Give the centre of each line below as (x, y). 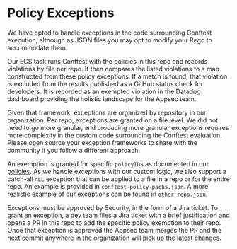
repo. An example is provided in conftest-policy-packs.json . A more (108, 186)
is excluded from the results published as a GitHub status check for (105, 83)
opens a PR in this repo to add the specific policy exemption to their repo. (114, 222)
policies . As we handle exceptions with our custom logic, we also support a (117, 171)
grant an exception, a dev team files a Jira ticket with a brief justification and (118, 215)
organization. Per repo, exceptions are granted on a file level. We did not (112, 120)
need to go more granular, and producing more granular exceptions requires (118, 127)
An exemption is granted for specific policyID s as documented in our (108, 163)
